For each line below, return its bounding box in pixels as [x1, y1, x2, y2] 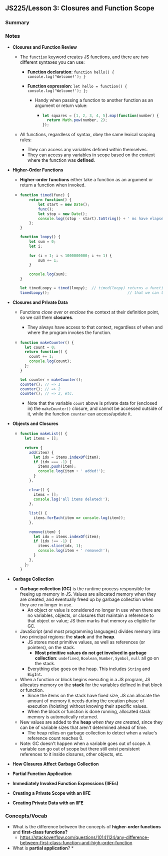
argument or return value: [34, 102, 88, 109]
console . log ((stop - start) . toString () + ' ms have [37, 216, 148, 221]
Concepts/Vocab [5, 812, 47, 819]
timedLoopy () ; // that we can [19, 290, 159, 295]
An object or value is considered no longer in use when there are [27, 607, 161, 613]
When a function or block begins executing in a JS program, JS [19, 676, 150, 682]
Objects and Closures [12, 420, 58, 426]
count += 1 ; [29, 354, 54, 359]
